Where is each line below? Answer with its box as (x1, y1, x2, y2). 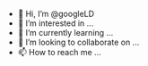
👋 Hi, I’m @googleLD (17, 9, 95, 19)
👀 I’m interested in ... (17, 18, 94, 29)
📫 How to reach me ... (17, 47, 101, 57)
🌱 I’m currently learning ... (17, 28, 114, 37)
